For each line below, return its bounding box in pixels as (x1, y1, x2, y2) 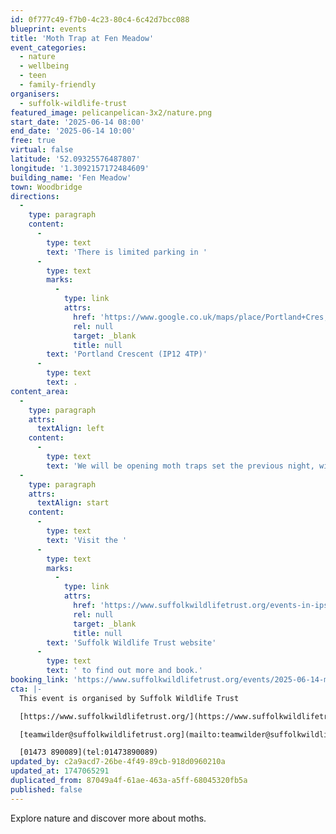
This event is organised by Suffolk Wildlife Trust (19, 693, 240, 703)
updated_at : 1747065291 (10, 766, 110, 776)
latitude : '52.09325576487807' (10, 154, 141, 164)
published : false (10, 784, 83, 795)
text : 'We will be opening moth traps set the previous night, (46, 461, 315, 471)
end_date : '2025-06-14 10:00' (10, 126, 137, 136)
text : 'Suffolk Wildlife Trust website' (46, 637, 217, 648)
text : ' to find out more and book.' (46, 666, 203, 676)
